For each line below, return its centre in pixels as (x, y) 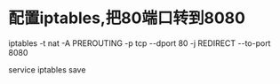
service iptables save (47, 69)
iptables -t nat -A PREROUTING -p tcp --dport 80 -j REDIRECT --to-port (140, 43)
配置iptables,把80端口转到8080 (127, 18)
